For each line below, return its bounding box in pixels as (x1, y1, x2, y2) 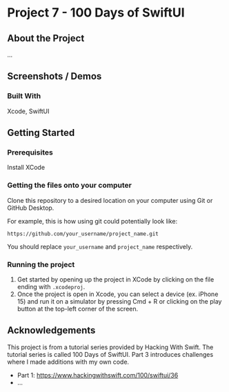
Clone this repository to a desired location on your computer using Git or (7, 196, 213, 204)
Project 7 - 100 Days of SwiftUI (7, 5, 185, 21)
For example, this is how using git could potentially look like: (7, 217, 178, 225)
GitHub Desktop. (7, 204, 54, 212)
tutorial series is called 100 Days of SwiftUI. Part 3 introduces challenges (7, 350, 214, 358)
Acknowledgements (7, 324, 96, 336)
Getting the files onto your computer (7, 181, 132, 190)
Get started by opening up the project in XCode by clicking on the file (17, 275, 215, 284)
